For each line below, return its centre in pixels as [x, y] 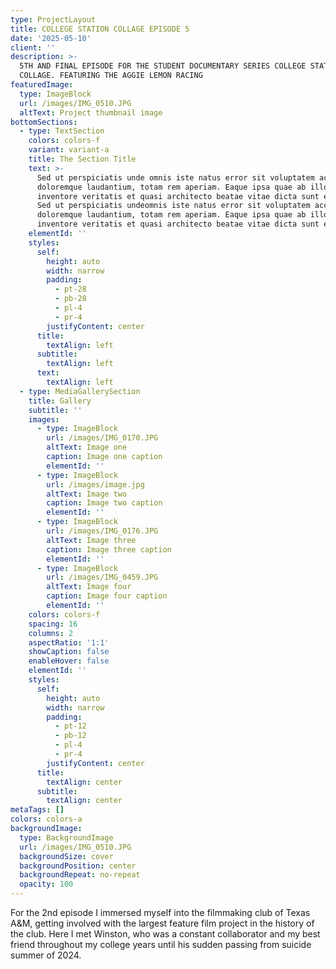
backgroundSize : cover [66, 856]
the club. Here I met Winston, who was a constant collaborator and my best [165, 934]
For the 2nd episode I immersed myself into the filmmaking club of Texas [160, 912]
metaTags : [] [37, 810]
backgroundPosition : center [78, 866]
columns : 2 [51, 633]
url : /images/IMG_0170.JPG [102, 438]
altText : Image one [87, 447]
